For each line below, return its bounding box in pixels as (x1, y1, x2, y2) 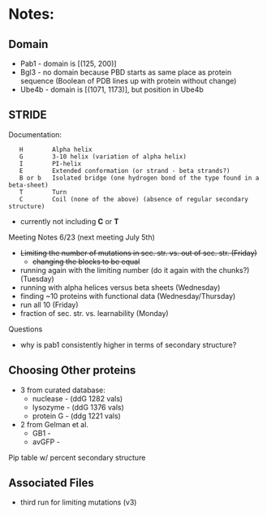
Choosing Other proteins (8, 363, 136, 378)
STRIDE (8, 108, 47, 122)
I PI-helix (19, 159, 82, 167)
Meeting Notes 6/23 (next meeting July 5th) (8, 232, 156, 242)
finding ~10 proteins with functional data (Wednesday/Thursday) (19, 291, 236, 301)
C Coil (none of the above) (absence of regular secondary (19, 195, 249, 203)
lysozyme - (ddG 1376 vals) (32, 402, 124, 412)
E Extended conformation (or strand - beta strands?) (19, 167, 230, 175)
